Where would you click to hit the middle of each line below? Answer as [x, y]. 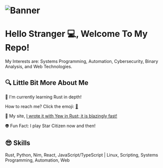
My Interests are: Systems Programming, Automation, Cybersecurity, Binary [82, 61]
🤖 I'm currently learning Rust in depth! [43, 97]
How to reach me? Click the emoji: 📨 [42, 106]
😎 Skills [18, 143]
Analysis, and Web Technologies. [39, 67]
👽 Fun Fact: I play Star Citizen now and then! [50, 126]
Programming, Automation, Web [38, 160]
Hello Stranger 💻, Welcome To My [77, 34]
